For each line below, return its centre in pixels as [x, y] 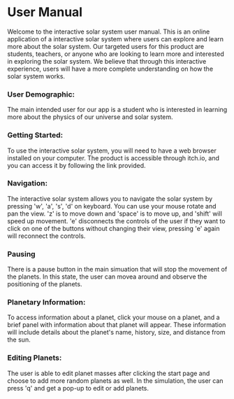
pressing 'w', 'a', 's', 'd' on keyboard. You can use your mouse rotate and [112, 206]
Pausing [22, 254]
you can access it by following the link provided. [76, 165]
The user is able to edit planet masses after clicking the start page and [109, 373]
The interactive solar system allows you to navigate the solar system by [110, 198]
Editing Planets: [35, 358]
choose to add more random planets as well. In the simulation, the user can [115, 380]
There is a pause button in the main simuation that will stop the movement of [117, 269]
